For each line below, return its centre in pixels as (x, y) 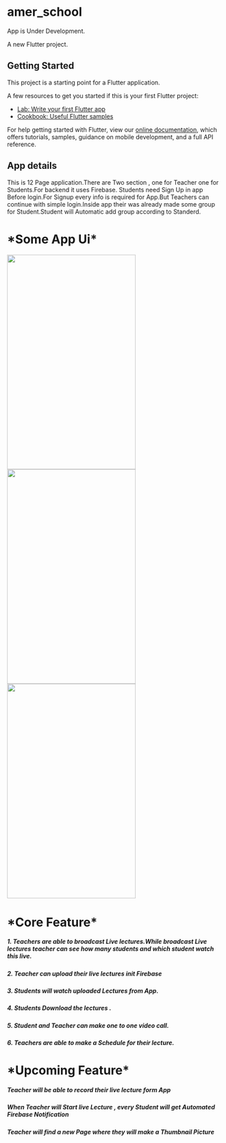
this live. (20, 956)
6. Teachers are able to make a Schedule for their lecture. (91, 1043)
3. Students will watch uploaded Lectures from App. (83, 991)
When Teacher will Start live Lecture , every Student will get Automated (111, 1107)
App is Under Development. (46, 31)
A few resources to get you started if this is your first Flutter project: (103, 95)
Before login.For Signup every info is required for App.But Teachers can (108, 197)
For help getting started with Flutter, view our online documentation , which (112, 129)
